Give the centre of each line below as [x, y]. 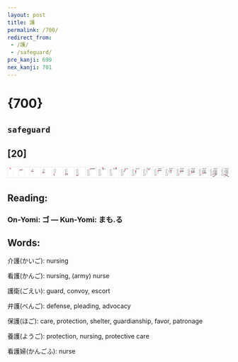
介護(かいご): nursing [38, 261]
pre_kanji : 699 [30, 60]
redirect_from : [30, 38]
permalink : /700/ [33, 30]
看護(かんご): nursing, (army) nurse [58, 276]
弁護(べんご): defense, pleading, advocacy [69, 306]
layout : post [27, 15]
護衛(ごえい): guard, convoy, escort [59, 291]
